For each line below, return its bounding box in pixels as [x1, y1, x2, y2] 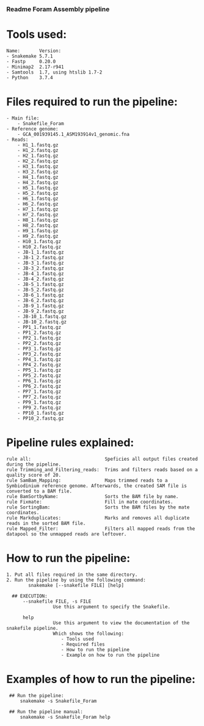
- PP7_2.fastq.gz [17, 394, 62, 400]
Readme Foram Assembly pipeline [6, 5, 110, 13]
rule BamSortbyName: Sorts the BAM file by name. [6, 493, 179, 499]
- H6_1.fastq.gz [17, 195, 59, 202]
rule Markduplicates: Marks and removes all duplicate [6, 515, 190, 521]
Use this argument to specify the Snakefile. [53, 603, 171, 610]
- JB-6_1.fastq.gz [17, 292, 64, 298]
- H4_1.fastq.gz [17, 174, 59, 180]
